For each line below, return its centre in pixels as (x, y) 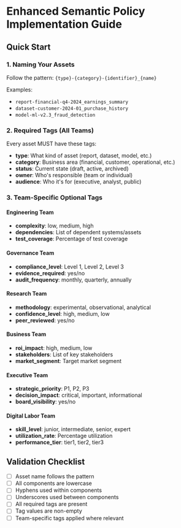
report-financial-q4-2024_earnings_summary (72, 102)
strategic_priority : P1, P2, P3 (52, 389)
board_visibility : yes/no (45, 402)
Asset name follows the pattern (55, 476)
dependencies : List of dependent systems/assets (78, 232)
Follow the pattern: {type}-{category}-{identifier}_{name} (82, 77)
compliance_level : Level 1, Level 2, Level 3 (69, 266)
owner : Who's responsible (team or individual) (74, 175)
